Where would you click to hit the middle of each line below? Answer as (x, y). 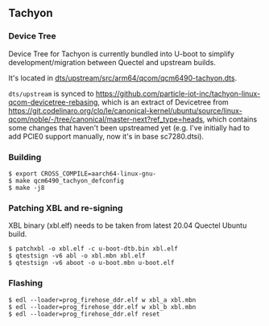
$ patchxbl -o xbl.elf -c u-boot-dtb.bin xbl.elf (93, 249)
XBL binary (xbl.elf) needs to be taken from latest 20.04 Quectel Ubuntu (128, 225)
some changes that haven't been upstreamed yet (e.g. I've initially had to (129, 127)
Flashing (25, 283)
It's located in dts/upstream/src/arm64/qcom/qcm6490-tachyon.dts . (123, 78)
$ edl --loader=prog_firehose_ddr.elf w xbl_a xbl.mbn (102, 300)
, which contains (230, 119)
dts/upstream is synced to (51, 93)
